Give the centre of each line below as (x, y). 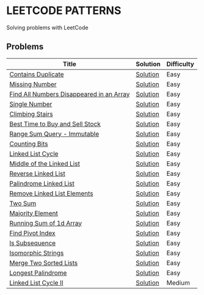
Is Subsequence (33, 243)
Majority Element (34, 213)
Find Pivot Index (33, 233)
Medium (178, 283)
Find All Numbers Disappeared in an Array (70, 94)
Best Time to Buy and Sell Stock (55, 124)
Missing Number (33, 84)
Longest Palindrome (38, 272)
